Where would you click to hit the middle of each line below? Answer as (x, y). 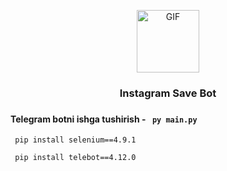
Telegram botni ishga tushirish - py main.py (104, 119)
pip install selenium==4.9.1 (75, 140)
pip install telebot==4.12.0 (75, 158)
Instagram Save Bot (168, 93)
